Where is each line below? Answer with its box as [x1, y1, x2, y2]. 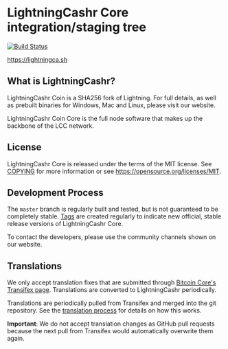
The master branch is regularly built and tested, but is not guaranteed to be [7, 205, 218, 214]
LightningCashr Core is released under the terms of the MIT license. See [7, 159, 212, 168]
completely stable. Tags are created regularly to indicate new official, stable [7, 212, 222, 221]
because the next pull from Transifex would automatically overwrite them [7, 327, 214, 335]
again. [7, 335, 25, 343]
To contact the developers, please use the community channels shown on [7, 233, 216, 241]
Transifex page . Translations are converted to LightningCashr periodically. [7, 286, 217, 294]
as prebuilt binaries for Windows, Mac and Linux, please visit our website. [7, 101, 216, 109]
